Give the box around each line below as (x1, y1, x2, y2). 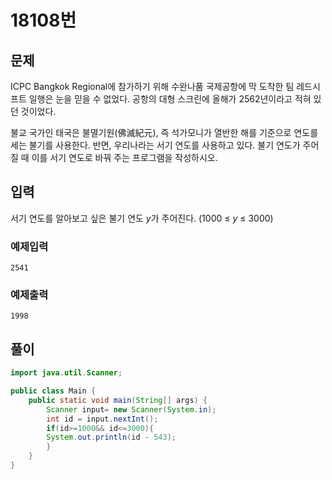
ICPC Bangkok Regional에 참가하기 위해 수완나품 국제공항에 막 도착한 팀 (10, 81, 295, 92)
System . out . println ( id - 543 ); (46, 432, 177, 443)
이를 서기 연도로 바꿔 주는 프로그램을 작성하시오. (31, 152, 218, 163)
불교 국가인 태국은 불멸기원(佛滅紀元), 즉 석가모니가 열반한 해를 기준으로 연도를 (10, 127, 319, 138)
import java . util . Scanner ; (10, 368, 123, 378)
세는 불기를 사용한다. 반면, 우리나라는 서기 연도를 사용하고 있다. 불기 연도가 (10, 139, 301, 151)
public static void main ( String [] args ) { (28, 395, 208, 405)
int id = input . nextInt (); (46, 414, 159, 424)
